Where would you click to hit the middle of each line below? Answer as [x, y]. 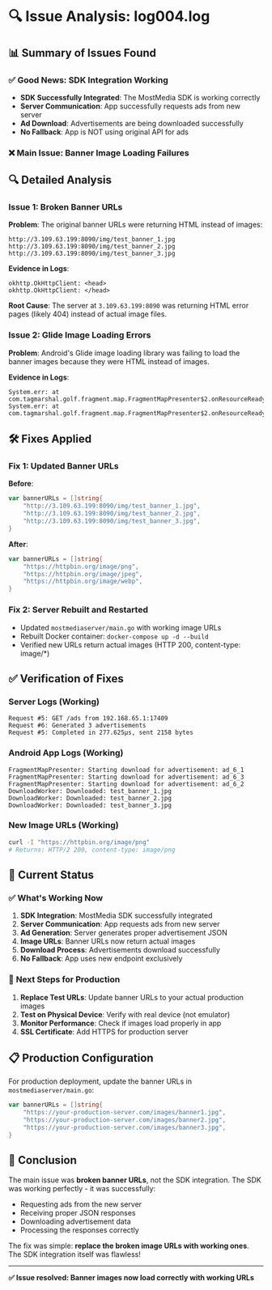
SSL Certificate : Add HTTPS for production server [104, 1031]
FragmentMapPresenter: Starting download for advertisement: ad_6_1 [126, 770]
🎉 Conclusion [42, 1160]
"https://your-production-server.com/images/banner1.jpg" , [125, 1113]
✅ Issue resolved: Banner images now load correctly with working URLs [132, 1277]
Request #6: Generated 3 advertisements [78, 726]
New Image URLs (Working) [64, 825]
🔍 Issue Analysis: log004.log [109, 17]
